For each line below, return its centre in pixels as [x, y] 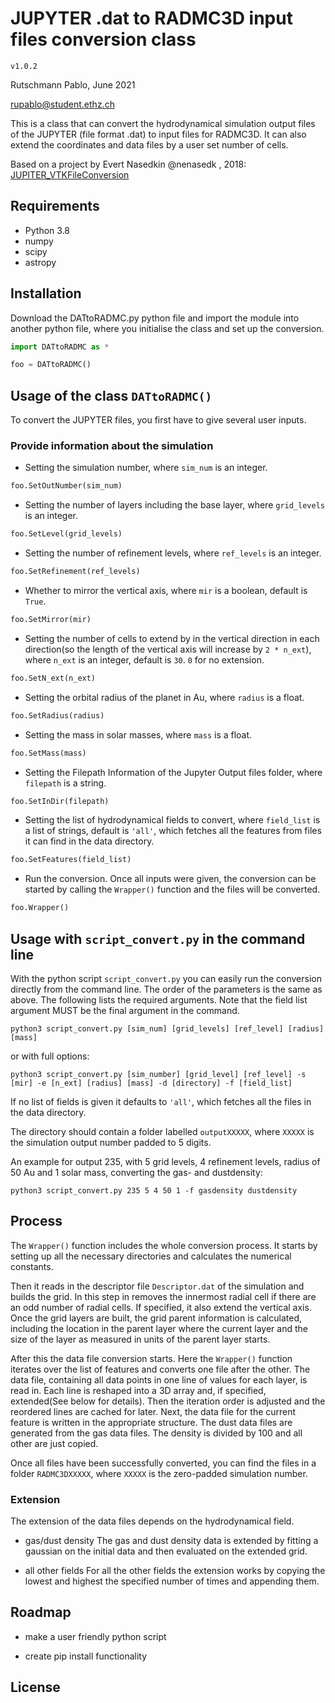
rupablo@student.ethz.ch [62, 104]
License [35, 1687]
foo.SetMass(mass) [48, 753]
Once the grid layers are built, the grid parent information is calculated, [156, 1318]
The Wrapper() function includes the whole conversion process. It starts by [164, 1245]
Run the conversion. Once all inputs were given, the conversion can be [170, 879]
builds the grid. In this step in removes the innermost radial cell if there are [163, 1296]
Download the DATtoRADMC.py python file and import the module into [155, 318]
